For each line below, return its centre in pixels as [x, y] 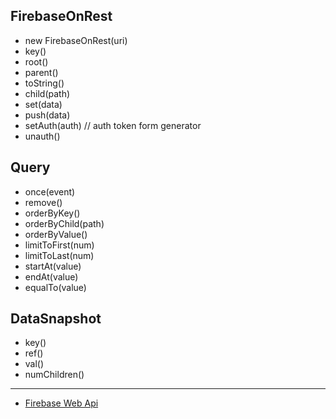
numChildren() [54, 375]
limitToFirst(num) [59, 245]
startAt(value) [53, 266]
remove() [43, 202]
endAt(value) [51, 276]
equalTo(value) [55, 287]
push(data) [47, 115]
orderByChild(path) [64, 223]
